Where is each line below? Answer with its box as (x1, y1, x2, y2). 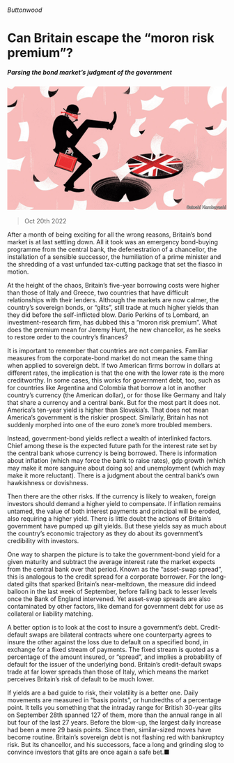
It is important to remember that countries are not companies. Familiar (7, 346, 208, 355)
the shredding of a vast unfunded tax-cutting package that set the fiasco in (7, 260, 223, 269)
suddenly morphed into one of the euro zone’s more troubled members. (7, 421, 212, 429)
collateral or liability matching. (7, 609, 93, 618)
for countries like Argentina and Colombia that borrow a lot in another (7, 384, 207, 392)
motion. (7, 267, 29, 276)
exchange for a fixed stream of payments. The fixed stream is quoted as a (7, 646, 219, 654)
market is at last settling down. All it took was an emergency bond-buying (7, 238, 218, 246)
